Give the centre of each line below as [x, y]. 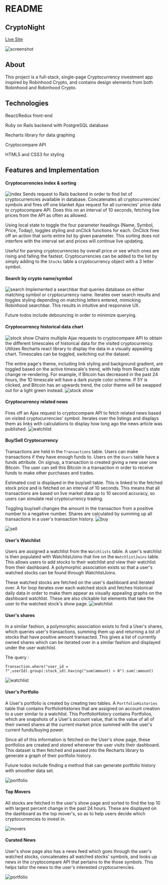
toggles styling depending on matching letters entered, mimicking [73, 300]
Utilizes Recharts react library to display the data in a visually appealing [79, 348]
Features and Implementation [52, 170]
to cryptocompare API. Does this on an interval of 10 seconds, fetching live [82, 210]
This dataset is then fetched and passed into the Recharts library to [75, 750]
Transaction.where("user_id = [37, 667]
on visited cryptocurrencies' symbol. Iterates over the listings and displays [82, 418]
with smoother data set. [30, 771]
